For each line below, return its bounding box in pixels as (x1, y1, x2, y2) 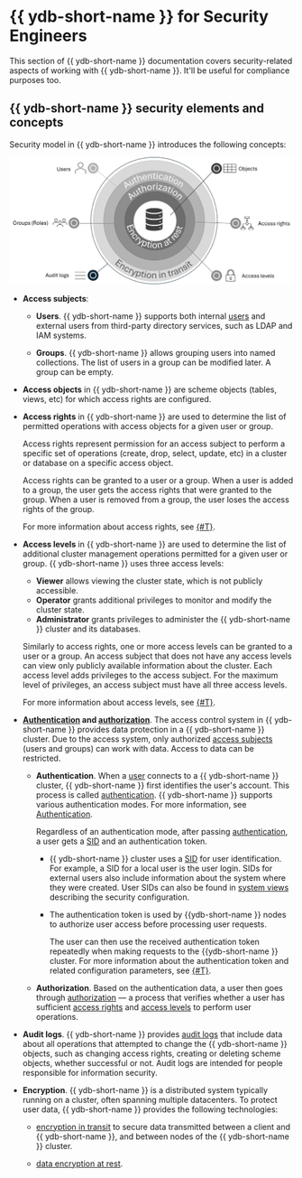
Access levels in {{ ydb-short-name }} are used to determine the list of (22, 538, 287, 549)
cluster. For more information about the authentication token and (49, 955, 289, 966)
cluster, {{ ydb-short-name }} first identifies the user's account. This (35, 780, 290, 790)
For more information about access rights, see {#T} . (22, 521, 216, 532)
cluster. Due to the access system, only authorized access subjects (22, 734, 273, 744)
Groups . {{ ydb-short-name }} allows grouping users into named (35, 347, 276, 358)
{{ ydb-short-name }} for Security (9, 6, 269, 27)
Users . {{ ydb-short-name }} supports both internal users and (35, 310, 266, 322)
